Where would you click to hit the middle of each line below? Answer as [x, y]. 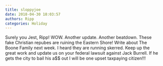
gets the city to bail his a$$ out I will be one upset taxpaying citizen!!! [76, 58]
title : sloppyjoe [23, 10]
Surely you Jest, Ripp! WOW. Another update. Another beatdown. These [79, 37]
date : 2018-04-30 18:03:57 [33, 14]
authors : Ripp [20, 19]
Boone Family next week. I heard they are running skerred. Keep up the [77, 48]
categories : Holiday [26, 23]
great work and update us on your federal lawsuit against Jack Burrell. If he [82, 53]
